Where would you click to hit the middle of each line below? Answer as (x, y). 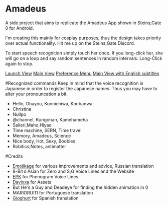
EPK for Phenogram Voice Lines (45, 176)
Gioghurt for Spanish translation (45, 198)
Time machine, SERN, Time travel (47, 130)
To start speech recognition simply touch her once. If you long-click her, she (84, 53)
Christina (22, 109)
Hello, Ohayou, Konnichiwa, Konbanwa (52, 103)
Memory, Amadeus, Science (42, 135)
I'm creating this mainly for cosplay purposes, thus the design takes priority (83, 38)
